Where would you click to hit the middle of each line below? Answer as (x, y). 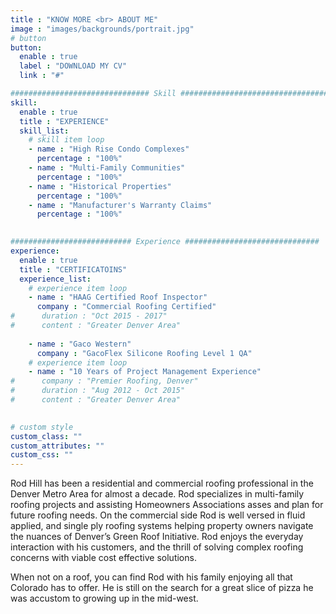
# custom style (42, 427)
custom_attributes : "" (57, 446)
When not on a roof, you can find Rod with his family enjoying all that (151, 577)
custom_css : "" (42, 455)
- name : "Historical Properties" (100, 186)
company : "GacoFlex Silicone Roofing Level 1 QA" (144, 353)
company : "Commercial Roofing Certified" (126, 307)
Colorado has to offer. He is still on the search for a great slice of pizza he (162, 588)
